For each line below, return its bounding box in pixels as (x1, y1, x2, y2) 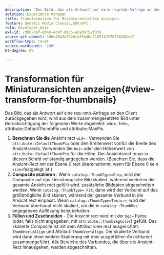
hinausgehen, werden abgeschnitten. (22, 244, 98, 250)
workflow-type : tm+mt (5, 39, 49, 44)
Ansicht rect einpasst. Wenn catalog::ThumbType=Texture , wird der (12, 197, 146, 203)
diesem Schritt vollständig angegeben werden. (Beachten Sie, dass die (12, 156, 155, 162)
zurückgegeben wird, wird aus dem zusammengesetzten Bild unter (5, 115, 140, 121)
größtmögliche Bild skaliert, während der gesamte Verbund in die (12, 192, 143, 198)
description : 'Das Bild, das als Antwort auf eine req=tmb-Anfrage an (5, 7, 152, 12)
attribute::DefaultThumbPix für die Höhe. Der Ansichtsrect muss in (12, 151, 148, 157)
